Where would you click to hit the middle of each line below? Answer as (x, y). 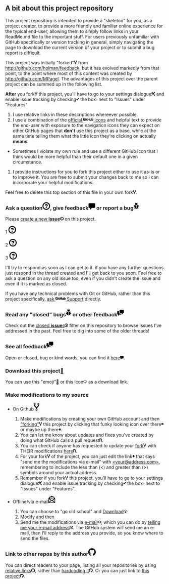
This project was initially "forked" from (47, 62)
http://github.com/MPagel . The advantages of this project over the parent (81, 78)
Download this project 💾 (35, 370)
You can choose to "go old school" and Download (72, 512)
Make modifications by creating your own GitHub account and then (90, 419)
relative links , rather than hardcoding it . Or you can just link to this (77, 570)
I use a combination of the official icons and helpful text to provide (87, 120)
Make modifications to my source (47, 395)
